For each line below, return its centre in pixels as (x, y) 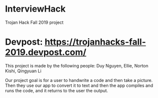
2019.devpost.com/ (46, 52)
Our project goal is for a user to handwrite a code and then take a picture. (79, 80)
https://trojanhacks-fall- (95, 42)
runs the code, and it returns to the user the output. (57, 90)
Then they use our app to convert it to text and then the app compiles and (79, 85)
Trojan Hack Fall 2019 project (34, 22)
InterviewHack (35, 9)
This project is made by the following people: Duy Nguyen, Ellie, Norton (77, 65)
